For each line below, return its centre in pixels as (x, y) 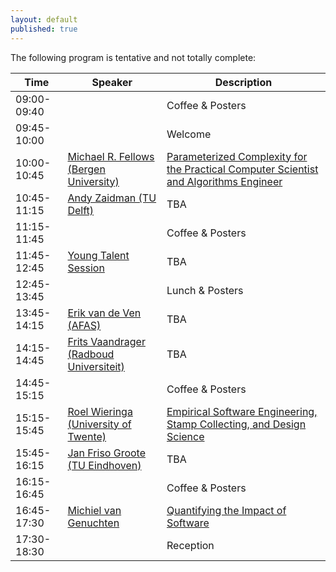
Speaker (112, 82)
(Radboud (91, 354)
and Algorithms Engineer (224, 181)
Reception (190, 545)
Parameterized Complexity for (237, 156)
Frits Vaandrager (106, 341)
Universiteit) (96, 366)
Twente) (87, 436)
